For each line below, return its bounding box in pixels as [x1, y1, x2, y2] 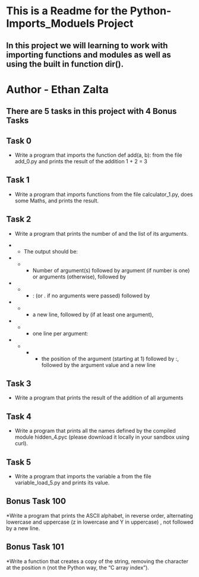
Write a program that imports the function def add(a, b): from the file [14, 151, 182, 158]
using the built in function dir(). [6, 59, 124, 69]
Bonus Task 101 [6, 542, 64, 552]
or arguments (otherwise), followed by [32, 273, 127, 280]
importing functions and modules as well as [6, 49, 171, 60]
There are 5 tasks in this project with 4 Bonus [6, 106, 177, 116]
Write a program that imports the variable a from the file [14, 473, 151, 480]
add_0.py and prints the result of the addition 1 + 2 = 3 [14, 157, 147, 164]
